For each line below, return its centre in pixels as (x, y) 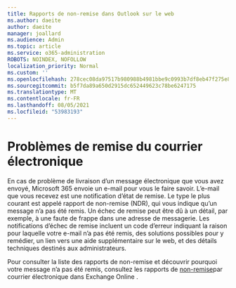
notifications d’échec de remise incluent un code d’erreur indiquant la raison (117, 225)
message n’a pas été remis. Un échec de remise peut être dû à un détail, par (118, 211)
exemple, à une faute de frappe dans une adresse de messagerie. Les (109, 218)
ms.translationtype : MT (42, 92)
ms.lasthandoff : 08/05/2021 (48, 105)
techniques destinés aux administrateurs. (67, 248)
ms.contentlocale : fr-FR (44, 99)
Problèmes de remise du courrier (105, 146)
